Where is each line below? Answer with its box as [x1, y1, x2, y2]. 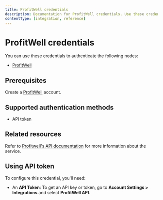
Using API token [5, 162, 54, 170]
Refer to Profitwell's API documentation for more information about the [5, 143, 147, 149]
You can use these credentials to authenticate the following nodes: [5, 53, 138, 59]
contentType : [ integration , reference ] [5, 16, 86, 21]
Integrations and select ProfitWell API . [12, 189, 91, 195]
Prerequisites [5, 76, 47, 85]
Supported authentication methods [5, 103, 114, 111]
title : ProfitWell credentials [5, 7, 68, 12]
